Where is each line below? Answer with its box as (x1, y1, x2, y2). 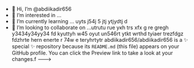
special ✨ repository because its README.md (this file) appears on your (11, 43, 179, 49)
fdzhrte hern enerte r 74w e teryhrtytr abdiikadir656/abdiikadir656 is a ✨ (11, 37, 188, 43)
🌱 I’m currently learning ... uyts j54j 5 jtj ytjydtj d (11, 18, 128, 24)
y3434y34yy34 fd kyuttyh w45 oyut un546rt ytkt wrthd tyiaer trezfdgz (11, 30, 184, 37)
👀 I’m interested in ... (11, 12, 62, 19)
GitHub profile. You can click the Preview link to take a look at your (11, 49, 173, 56)
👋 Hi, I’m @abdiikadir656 (11, 6, 72, 12)
